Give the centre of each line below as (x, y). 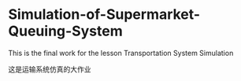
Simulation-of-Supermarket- (104, 15)
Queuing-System (66, 31)
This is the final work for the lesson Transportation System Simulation (121, 53)
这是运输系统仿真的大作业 (50, 69)
